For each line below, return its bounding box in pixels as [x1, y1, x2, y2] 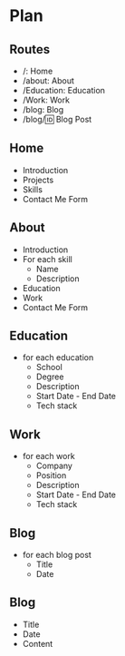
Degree [35, 371, 64, 382]
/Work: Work [22, 94, 71, 105]
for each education [22, 352, 94, 363]
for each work [22, 451, 75, 462]
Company [35, 460, 72, 472]
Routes [9, 42, 51, 57]
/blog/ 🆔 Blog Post [22, 114, 92, 124]
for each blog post [22, 550, 92, 561]
